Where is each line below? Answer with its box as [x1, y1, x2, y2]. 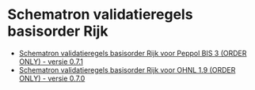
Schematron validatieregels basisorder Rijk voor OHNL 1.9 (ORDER [18, 65, 236, 74]
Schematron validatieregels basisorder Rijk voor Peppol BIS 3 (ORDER [18, 48, 247, 58]
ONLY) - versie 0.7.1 [18, 57, 84, 66]
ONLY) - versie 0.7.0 [18, 73, 86, 83]
